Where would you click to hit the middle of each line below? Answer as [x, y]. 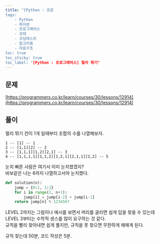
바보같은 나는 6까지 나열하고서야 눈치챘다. [47, 173]
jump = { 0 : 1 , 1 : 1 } [34, 188]
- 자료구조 [24, 48]
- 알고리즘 [24, 44]
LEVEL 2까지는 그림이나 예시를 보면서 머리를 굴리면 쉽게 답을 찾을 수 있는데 [80, 212]
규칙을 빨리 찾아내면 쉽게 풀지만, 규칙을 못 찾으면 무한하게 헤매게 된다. [75, 225]
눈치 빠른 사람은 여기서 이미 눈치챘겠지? [45, 167]
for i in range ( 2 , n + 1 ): [41, 192]
